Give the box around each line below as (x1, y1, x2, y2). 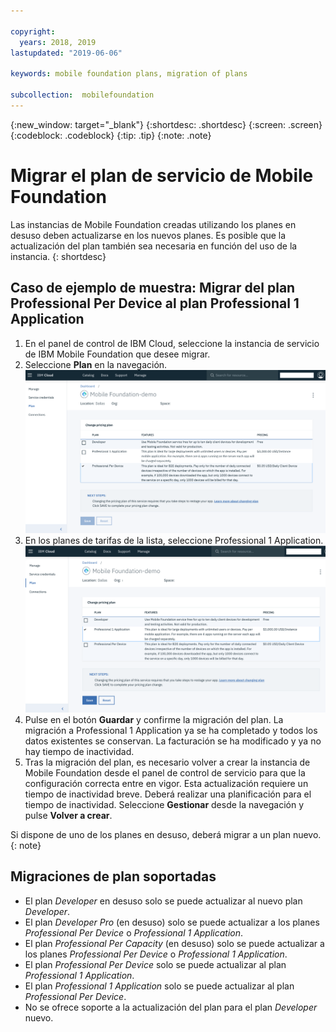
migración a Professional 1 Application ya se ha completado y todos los (24, 725, 318, 736)
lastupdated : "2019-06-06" (10, 48, 123, 58)
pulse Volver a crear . (24, 810, 113, 821)
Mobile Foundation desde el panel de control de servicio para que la (24, 767, 306, 779)
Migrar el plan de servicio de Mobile (10, 164, 314, 187)
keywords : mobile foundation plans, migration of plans (10, 69, 248, 79)
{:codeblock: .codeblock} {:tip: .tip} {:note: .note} (10, 129, 212, 141)
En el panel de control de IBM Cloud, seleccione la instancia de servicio (24, 337, 320, 349)
